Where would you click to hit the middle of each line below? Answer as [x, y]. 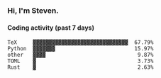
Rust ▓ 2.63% [80, 67]
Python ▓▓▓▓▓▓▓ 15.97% [80, 49]
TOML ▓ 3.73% [80, 61]
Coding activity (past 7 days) [51, 28]
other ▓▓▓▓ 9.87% [80, 55]
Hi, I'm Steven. [33, 11]
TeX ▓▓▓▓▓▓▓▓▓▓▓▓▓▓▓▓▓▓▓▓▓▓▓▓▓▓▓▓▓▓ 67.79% [80, 43]
